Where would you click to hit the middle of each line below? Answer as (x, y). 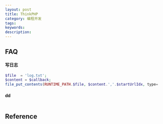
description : (18, 32)
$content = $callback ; (28, 80)
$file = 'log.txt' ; (26, 75)
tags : (10, 23)
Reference (21, 116)
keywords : (15, 28)
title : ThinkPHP (21, 14)
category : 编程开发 (23, 18)
